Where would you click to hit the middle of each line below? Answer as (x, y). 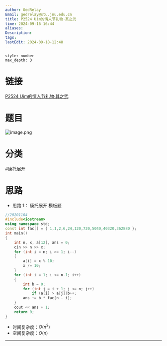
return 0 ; (24, 312)
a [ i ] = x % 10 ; (39, 261)
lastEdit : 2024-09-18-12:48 (34, 42)
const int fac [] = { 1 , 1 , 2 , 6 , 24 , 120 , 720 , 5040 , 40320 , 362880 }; (71, 229)
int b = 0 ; (34, 284)
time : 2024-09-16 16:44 (30, 24)
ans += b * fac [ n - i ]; (47, 298)
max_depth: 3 (19, 60)
